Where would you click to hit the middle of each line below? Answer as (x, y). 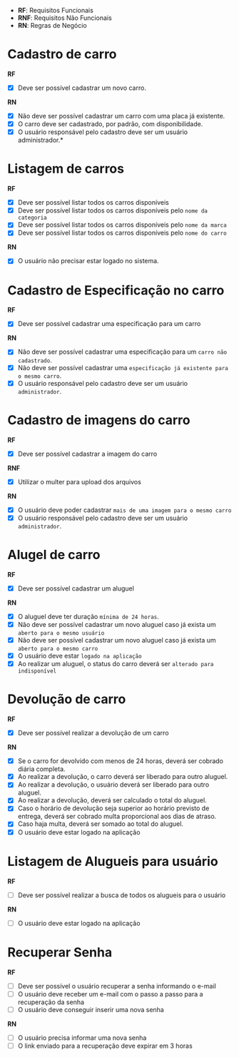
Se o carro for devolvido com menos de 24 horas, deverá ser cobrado (120, 761)
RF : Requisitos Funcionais (56, 10)
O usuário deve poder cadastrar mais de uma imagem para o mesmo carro (124, 510)
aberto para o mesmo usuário (61, 633)
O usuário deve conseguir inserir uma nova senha (91, 1009)
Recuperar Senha (60, 952)
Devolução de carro (67, 699)
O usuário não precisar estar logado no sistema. (88, 261)
